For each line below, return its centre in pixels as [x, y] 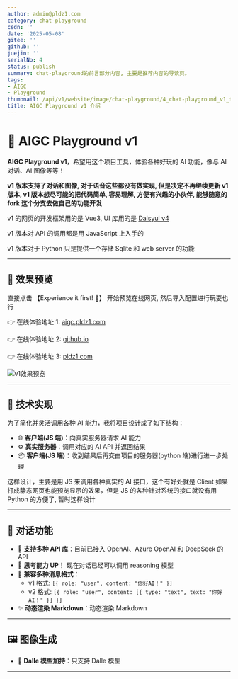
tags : [15, 80]
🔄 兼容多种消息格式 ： [49, 574]
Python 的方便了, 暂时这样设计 [51, 499]
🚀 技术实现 [30, 405]
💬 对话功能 [30, 531]
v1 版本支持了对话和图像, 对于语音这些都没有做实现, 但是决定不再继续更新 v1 [118, 186]
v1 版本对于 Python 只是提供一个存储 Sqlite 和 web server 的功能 [101, 248]
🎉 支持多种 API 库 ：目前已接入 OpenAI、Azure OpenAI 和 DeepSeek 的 [120, 549]
